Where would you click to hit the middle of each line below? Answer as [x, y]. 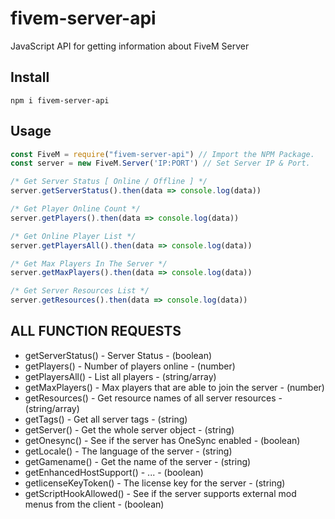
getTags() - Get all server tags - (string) [106, 419]
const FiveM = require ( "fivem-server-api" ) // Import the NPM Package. [162, 154]
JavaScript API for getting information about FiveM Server [130, 46]
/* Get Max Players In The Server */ [89, 263]
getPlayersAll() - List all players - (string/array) [120, 376]
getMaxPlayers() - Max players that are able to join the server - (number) [174, 387]
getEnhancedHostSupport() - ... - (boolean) [114, 472]
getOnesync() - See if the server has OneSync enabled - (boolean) [162, 440]
